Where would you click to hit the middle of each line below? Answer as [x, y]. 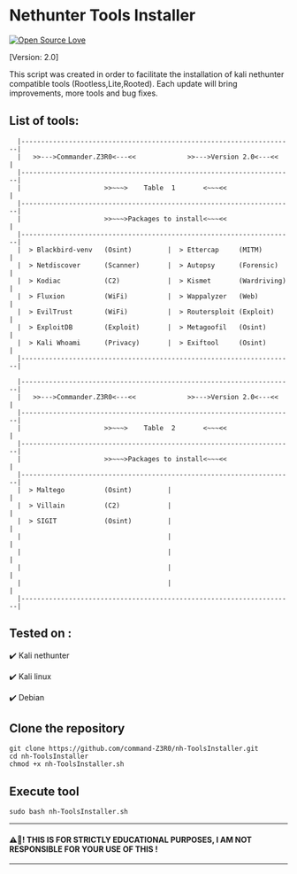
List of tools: [44, 121]
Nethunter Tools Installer [103, 15]
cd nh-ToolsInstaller [49, 757]
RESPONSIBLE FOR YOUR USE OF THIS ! [84, 849]
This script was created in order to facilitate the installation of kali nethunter [147, 74]
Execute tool [44, 791]
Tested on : [41, 634]
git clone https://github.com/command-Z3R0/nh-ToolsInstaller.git [134, 749]
